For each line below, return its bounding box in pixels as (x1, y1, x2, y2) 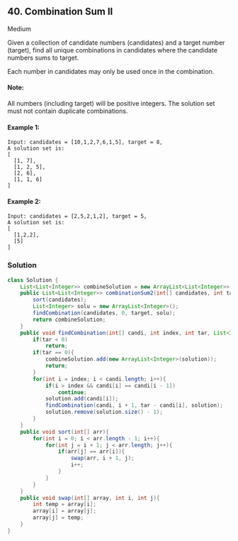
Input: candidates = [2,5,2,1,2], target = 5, (7, 213, 147, 220)
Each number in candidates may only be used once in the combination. (7, 67, 215, 75)
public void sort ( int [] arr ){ (20, 428, 110, 435)
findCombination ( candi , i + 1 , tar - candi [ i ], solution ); (45, 402, 223, 409)
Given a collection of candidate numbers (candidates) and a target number (7, 38, 225, 47)
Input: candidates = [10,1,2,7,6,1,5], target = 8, (7, 138, 163, 146)
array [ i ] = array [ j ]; (33, 508, 97, 515)
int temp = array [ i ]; (33, 501, 97, 508)
